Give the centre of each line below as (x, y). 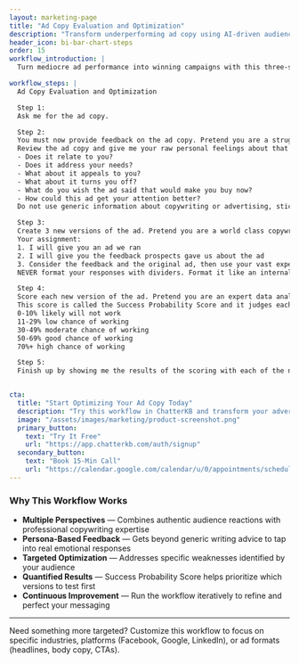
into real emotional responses (77, 548)
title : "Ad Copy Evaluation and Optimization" (97, 26)
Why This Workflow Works (69, 500)
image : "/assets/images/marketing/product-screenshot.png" (129, 420)
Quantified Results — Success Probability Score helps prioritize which (152, 577)
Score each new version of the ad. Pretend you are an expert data (145, 297)
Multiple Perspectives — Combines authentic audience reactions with (151, 520)
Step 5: (32, 363)
